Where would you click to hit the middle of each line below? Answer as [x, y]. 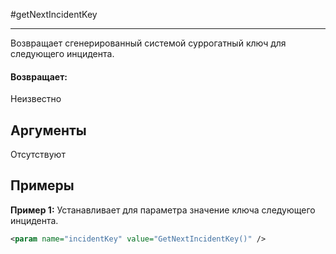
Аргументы [48, 130]
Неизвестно [36, 99]
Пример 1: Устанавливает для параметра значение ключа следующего [163, 210]
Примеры [42, 185]
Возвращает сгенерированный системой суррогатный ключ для [148, 43]
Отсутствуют [38, 155]
